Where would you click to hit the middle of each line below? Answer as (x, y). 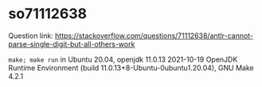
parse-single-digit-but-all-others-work (72, 43)
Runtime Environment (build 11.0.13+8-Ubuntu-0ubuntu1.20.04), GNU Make (131, 67)
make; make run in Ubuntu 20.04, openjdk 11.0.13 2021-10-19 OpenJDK (123, 59)
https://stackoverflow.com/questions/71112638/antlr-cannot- (154, 36)
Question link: (31, 36)
